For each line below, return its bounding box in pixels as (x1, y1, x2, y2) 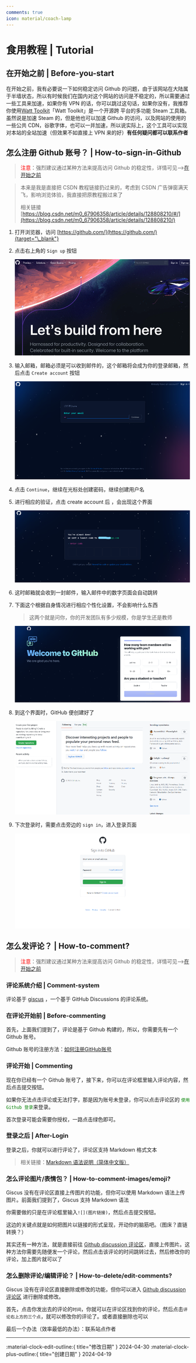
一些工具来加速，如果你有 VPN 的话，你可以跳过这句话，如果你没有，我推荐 (6, 99, 188, 106)
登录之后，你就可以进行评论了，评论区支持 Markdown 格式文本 (6, 1146, 157, 1153)
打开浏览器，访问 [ (14, 229, 60, 236)
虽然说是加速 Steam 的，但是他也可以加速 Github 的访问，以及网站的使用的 (6, 114, 187, 121)
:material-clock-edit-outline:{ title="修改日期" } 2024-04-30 (6, 1343, 150, 1351)
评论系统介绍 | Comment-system (6, 981, 100, 989)
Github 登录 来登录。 (6, 1103, 54, 1110)
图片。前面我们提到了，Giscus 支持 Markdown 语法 (6, 1196, 129, 1203)
